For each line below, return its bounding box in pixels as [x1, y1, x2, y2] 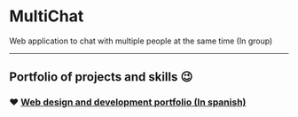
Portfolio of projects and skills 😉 [9, 69, 193, 85]
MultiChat [9, 6, 84, 27]
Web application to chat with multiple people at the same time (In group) [9, 35, 273, 46]
